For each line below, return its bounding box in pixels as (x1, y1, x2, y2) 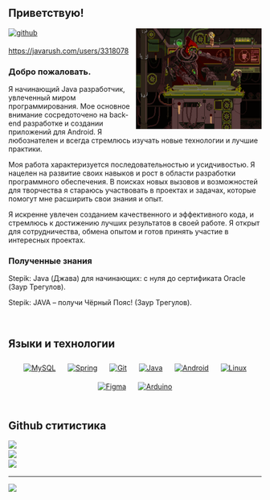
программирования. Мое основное (8, 101, 130, 111)
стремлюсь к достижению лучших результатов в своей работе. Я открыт (8, 218, 260, 228)
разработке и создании (22, 118, 104, 128)
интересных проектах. (8, 235, 86, 245)
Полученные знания (8, 255, 92, 267)
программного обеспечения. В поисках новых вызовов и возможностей (8, 177, 259, 187)
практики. (8, 144, 43, 154)
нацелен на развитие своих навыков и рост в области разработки (8, 168, 236, 178)
